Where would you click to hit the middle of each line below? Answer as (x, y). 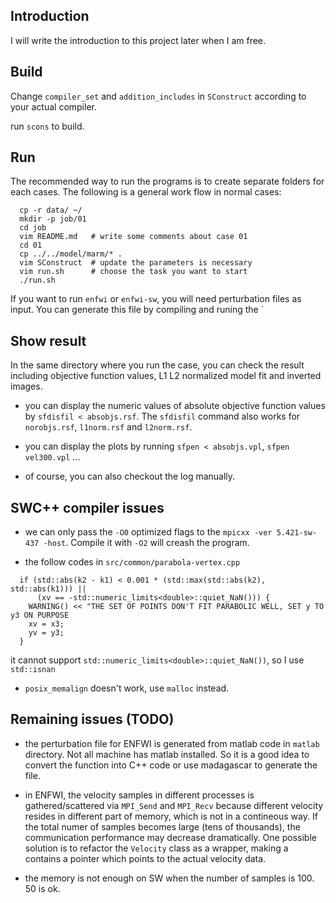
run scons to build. (47, 126)
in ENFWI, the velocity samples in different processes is (139, 795)
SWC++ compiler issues (87, 507)
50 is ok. (42, 888)
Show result (48, 340)
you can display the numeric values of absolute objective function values (175, 406)
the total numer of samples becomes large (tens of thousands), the (162, 826)
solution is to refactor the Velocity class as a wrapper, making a (156, 848)
